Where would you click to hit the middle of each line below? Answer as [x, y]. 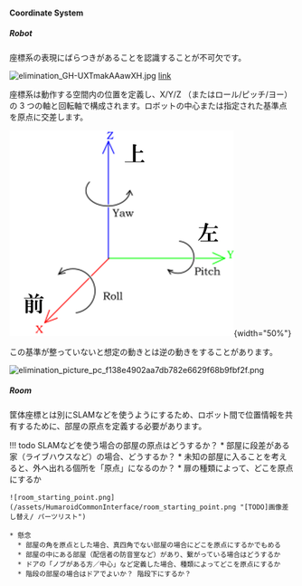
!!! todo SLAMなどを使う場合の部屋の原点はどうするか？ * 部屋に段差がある [150, 445]
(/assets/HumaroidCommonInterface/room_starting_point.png [123, 507]
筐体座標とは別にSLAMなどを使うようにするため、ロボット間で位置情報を [147, 414]
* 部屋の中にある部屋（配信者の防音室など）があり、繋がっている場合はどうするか [149, 554]
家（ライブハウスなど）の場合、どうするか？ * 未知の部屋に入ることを [140, 456]
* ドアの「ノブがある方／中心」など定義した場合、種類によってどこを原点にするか [149, 564]
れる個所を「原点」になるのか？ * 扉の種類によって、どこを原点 [175, 467]
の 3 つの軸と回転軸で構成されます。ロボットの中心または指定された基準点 [148, 105]
